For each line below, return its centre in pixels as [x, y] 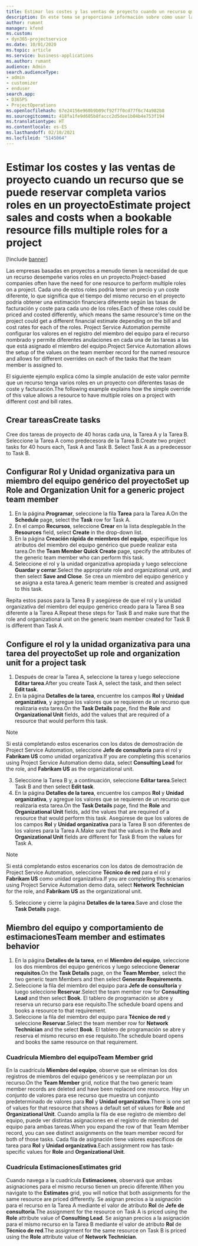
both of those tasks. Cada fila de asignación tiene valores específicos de [94, 1140]
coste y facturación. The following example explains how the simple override [98, 389]
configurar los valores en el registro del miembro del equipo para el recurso [98, 333]
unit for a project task [46, 663]
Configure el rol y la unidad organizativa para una [98, 644]
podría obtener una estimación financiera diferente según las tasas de [91, 302]
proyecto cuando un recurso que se [95, 179]
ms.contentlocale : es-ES [37, 127]
